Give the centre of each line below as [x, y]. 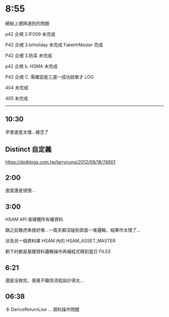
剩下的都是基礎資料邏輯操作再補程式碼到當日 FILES [58, 251]
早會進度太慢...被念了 [27, 132]
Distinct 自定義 [28, 149]
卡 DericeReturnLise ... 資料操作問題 [42, 309]
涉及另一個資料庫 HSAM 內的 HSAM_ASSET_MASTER [60, 241]
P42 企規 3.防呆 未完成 [29, 55]
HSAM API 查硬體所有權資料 [34, 219]
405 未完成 [17, 98]
